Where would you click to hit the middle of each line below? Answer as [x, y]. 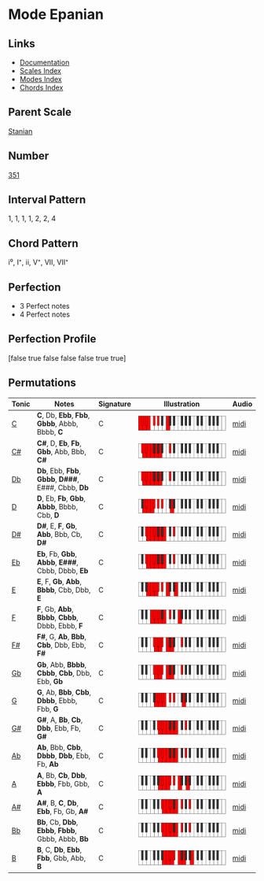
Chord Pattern [43, 243]
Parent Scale [40, 112]
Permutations [42, 383]
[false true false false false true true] [67, 358]
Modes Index [40, 79]
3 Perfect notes [45, 306]
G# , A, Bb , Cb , [60, 720]
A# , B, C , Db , [57, 803]
